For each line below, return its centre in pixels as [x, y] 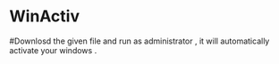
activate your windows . [53, 50]
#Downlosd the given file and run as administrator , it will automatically [139, 41]
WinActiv [45, 16]
